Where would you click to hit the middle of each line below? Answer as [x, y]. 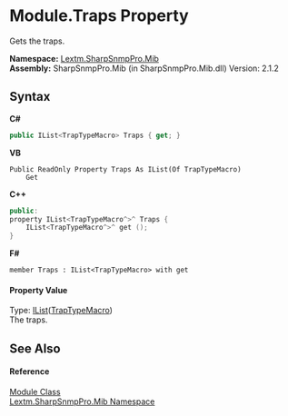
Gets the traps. [37, 41]
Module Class [35, 391]
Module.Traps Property [99, 16]
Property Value [39, 290]
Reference [30, 371]
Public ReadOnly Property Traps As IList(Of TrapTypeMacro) [126, 169]
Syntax [30, 97]
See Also [35, 348]
